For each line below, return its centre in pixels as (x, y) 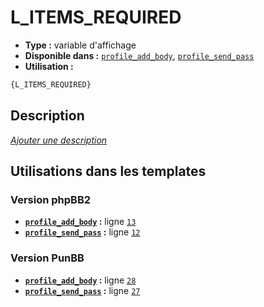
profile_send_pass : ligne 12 (82, 232)
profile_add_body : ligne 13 (80, 222)
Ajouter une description (59, 140)
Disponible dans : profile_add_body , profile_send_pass (139, 55)
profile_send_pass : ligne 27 (82, 290)
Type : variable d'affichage (80, 45)
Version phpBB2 (51, 199)
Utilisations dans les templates (108, 171)
